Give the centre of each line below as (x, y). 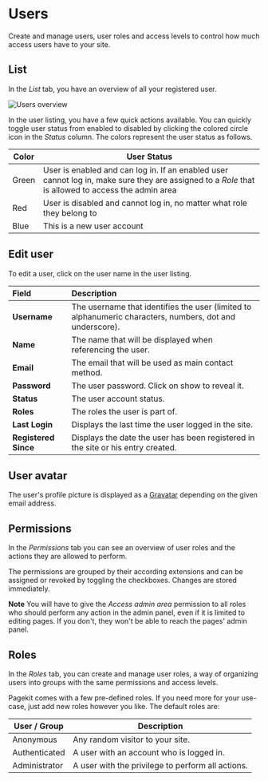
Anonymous (35, 739)
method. (87, 372)
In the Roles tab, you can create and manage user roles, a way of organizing (133, 674)
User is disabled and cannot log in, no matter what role (145, 203)
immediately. (29, 589)
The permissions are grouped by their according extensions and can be (126, 572)
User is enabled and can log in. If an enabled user (136, 170)
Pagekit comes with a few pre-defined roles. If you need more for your (124, 698)
